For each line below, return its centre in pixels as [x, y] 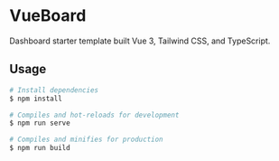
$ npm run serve [40, 123]
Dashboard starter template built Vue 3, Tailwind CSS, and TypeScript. [140, 41]
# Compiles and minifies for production [87, 140]
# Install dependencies [54, 90]
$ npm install [36, 99]
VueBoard [48, 16]
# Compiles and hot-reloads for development [94, 115]
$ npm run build [40, 148]
